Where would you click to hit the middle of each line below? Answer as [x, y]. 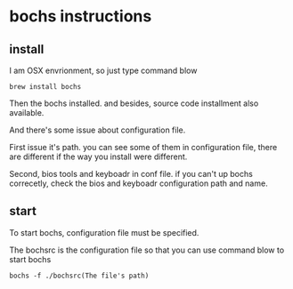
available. [27, 112]
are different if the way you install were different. [98, 157]
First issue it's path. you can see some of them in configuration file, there [143, 147]
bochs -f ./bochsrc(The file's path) [79, 276]
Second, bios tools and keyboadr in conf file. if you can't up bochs [131, 174]
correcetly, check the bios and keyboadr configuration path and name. [139, 183]
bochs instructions [81, 16]
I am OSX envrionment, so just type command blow [103, 70]
